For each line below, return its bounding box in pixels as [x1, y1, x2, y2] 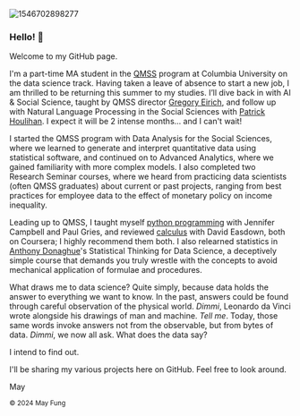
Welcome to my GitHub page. [9, 51, 118, 62]
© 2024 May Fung [9, 399, 66, 408]
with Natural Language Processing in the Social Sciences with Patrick [9, 106, 266, 117]
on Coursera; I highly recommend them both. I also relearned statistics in [9, 236, 279, 247]
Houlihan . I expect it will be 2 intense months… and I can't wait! [9, 116, 243, 127]
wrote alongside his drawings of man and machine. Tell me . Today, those [9, 310, 279, 321]
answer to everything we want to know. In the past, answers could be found [9, 292, 289, 302]
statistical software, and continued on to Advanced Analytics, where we [9, 152, 275, 163]
